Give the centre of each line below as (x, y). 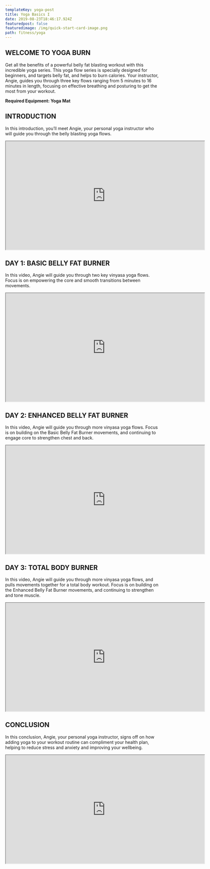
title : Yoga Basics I (28, 14)
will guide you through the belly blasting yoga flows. (58, 133)
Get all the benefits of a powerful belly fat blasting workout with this (74, 64)
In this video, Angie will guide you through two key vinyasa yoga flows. (77, 275)
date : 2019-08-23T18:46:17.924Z (38, 19)
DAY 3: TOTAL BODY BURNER (51, 568)
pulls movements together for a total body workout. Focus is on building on (82, 585)
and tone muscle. (23, 595)
